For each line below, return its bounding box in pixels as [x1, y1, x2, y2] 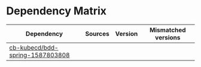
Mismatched [149, 26, 187, 34]
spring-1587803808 [9, 51, 70, 59]
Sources [85, 29, 109, 38]
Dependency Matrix [6, 4, 106, 18]
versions [155, 33, 181, 41]
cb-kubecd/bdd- [9, 43, 59, 51]
